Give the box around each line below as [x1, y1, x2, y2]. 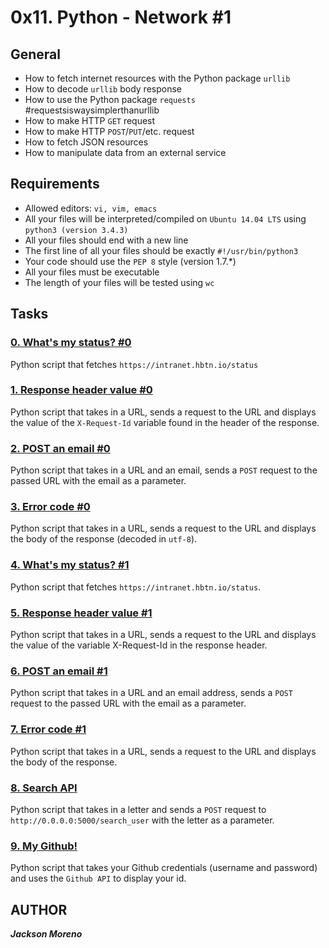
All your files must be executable [24, 266, 160, 278]
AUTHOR [10, 901, 68, 918]
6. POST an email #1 [10, 664, 108, 678]
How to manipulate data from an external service [24, 147, 227, 158]
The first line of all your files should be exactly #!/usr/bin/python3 [24, 244, 299, 256]
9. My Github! [10, 839, 78, 853]
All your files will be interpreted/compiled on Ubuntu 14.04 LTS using [24, 212, 307, 225]
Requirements [10, 176, 100, 193]
